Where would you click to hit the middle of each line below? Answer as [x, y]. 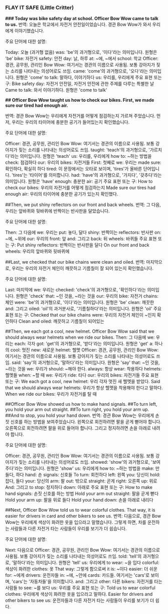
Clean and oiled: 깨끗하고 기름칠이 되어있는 [61, 321]
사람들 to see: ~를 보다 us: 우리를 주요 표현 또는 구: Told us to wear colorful [80, 588]
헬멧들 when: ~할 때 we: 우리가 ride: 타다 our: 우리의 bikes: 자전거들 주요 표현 [82, 375]
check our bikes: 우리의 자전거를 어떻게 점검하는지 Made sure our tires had [80, 188]
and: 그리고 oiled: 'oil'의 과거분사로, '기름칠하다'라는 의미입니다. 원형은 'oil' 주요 [83, 309]
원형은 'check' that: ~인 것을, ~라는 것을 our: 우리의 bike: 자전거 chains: [87, 296]
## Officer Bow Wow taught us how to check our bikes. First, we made [80, 100]
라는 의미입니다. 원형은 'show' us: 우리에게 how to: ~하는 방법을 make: [84, 468]
